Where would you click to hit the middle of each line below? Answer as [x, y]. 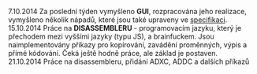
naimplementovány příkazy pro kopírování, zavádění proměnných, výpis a [128, 45]
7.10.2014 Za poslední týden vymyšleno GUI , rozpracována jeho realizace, [127, 11]
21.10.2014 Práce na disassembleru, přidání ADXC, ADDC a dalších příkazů [129, 61]
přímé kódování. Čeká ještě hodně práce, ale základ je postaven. [113, 53]
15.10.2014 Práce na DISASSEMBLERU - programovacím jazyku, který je [125, 28]
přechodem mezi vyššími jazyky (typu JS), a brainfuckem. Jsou [111, 36]
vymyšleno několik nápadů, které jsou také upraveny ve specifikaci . [118, 20]
